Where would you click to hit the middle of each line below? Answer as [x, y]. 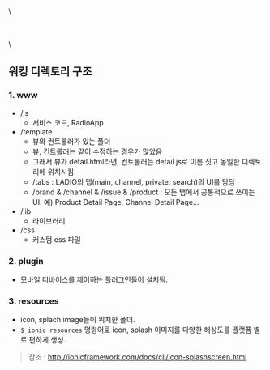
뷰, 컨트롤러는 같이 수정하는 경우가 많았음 [97, 151]
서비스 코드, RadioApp [68, 122]
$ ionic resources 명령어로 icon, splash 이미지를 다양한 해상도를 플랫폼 [136, 330]
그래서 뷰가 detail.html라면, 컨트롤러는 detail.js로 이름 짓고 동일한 [136, 161]
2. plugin [26, 261]
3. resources [34, 300]
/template [36, 131]
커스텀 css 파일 [56, 239]
